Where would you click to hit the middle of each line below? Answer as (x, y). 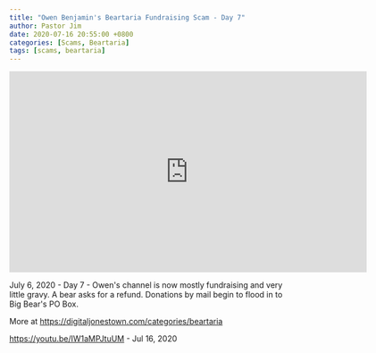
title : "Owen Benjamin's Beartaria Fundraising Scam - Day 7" (127, 17)
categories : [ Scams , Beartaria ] (69, 42)
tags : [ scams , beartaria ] (57, 51)
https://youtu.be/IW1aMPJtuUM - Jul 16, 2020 (93, 339)
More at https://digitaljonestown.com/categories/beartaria (116, 322)
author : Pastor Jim (46, 26)
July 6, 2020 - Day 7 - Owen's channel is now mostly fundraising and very (146, 285)
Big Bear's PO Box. (44, 304)
